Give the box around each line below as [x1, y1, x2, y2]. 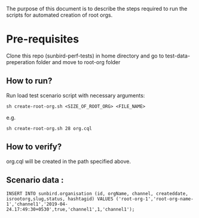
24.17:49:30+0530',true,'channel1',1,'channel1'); [6, 207, 135, 213]
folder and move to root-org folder [36, 58, 121, 65]
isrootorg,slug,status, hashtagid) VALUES [6, 196, 114, 202]
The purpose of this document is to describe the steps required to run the [6, 5, 188, 12]
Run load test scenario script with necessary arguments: [6, 92, 145, 99]
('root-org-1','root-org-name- [115, 196, 194, 202]
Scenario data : [6, 175, 64, 185]
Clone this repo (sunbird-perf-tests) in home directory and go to [6, 52, 164, 59]
